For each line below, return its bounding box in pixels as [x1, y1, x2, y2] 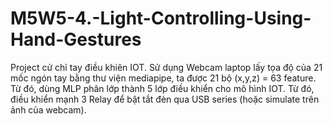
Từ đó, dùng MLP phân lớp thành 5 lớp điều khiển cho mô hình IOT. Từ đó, [10, 82, 315, 94]
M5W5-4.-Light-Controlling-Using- [10, 7, 312, 30]
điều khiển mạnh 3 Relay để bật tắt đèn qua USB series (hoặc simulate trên [10, 93, 320, 105]
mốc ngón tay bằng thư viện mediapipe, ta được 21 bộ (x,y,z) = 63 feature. [10, 72, 317, 84]
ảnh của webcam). [10, 103, 87, 116]
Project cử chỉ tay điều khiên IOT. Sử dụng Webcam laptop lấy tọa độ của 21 [10, 61, 323, 73]
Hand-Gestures [10, 28, 142, 51]
